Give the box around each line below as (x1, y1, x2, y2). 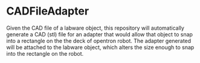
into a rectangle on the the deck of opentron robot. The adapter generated (6, 37, 192, 44)
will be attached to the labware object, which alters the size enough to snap (6, 44, 195, 51)
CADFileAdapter (6, 4, 89, 18)
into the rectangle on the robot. (6, 50, 84, 57)
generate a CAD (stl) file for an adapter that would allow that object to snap (6, 30, 193, 38)
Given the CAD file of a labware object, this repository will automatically (6, 24, 184, 31)
